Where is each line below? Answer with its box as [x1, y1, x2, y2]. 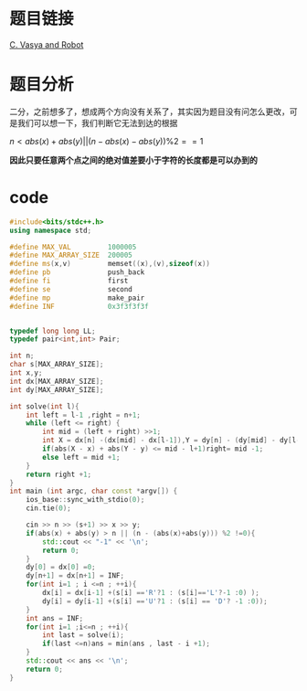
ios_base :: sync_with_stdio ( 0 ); [26, 495, 145, 505]
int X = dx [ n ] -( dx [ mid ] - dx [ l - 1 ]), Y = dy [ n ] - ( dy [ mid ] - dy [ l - [42, 436, 301, 445]
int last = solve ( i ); [42, 631, 125, 640]
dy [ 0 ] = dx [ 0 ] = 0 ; [26, 563, 96, 572]
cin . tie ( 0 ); [26, 504, 71, 513]
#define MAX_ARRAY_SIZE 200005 [9, 250, 132, 260]
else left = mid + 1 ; [42, 452, 121, 462]
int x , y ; [9, 368, 43, 377]
